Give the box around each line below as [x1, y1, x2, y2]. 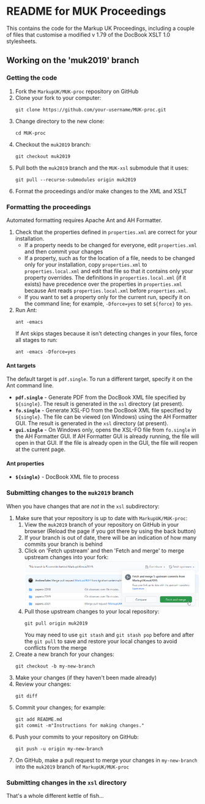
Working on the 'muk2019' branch [6, 55, 140, 65]
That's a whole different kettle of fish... [6, 792, 104, 800]
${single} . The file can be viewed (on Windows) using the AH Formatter [15, 413, 198, 420]
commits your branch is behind [24, 540, 103, 548]
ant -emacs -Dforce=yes [15, 349, 76, 355]
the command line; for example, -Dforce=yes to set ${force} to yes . [24, 300, 193, 307]
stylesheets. [6, 37, 37, 45]
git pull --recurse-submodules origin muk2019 [15, 176, 136, 183]
